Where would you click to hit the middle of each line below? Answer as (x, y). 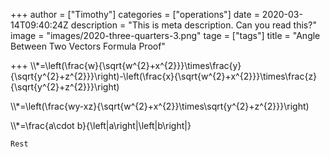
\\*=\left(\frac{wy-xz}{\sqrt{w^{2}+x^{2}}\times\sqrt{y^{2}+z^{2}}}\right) (160, 106)
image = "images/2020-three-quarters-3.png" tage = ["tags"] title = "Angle (165, 35)
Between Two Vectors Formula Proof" (88, 46)
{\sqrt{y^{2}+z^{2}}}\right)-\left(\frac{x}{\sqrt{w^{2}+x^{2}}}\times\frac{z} (164, 76)
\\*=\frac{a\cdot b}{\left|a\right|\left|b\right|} (101, 125)
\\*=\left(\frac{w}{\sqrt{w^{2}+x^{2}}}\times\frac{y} (135, 65)
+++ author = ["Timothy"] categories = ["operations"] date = (135, 14)
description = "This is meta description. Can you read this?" (193, 25)
